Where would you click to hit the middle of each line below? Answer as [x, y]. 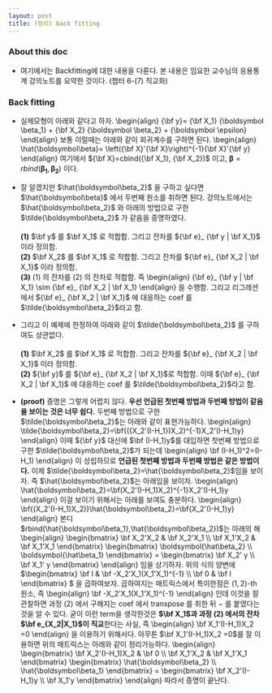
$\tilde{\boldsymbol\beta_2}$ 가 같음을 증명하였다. [103, 217]
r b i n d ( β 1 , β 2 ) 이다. [49, 170]
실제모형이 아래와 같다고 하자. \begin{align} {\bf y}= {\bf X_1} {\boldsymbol [142, 121]
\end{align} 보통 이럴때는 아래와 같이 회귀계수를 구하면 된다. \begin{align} [138, 140]
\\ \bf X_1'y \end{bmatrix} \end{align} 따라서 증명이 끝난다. [134, 680]
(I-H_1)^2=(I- [242, 450]
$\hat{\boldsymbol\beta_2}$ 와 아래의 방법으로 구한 [104, 207]
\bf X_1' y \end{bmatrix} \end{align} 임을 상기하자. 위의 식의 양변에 [127, 564]
